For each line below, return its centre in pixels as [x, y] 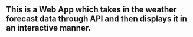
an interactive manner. [49, 28]
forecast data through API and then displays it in [97, 19]
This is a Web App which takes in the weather [91, 10]
